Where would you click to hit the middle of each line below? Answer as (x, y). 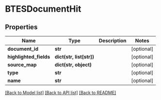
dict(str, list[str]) (75, 57)
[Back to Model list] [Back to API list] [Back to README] (61, 93)
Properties (21, 27)
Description (113, 41)
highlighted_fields (29, 57)
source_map (22, 65)
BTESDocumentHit (43, 9)
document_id (23, 49)
